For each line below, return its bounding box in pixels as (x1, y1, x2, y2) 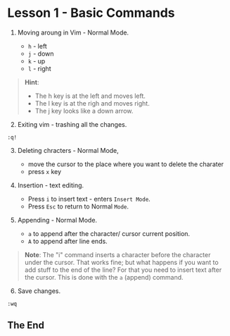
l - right (27, 64, 51, 73)
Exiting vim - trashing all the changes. (17, 120, 127, 128)
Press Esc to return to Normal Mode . (27, 202, 129, 211)
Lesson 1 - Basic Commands (7, 5, 175, 21)
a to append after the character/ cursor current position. (27, 229, 191, 237)
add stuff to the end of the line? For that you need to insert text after (24, 266, 222, 274)
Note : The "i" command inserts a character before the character (24, 250, 211, 259)
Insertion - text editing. (17, 181, 84, 189)
